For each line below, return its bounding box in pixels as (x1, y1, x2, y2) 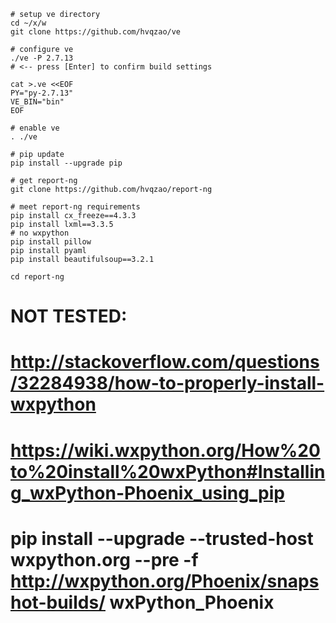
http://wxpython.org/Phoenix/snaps (10, 570, 320, 592)
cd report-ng (10, 272, 65, 282)
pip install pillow (10, 237, 92, 247)
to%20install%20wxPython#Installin (10, 460, 326, 483)
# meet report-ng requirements (10, 202, 141, 212)
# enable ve (10, 123, 60, 133)
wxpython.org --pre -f (10, 548, 199, 571)
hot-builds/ (10, 591, 106, 614)
